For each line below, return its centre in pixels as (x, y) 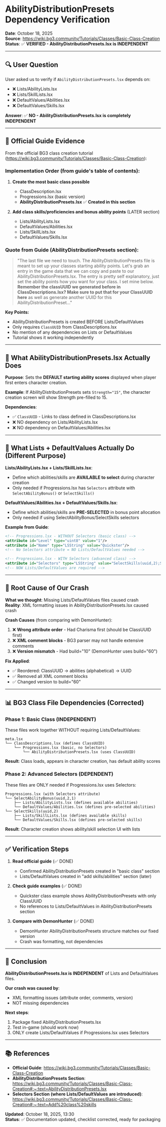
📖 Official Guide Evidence (45, 141)
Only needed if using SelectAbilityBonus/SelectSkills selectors (76, 517)
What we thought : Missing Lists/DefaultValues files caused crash (72, 600)
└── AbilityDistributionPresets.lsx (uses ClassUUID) (79, 752)
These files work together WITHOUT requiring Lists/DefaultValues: (73, 730)
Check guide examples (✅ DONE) (47, 886)
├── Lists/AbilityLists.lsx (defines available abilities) (76, 802)
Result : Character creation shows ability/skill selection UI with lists (73, 829)
